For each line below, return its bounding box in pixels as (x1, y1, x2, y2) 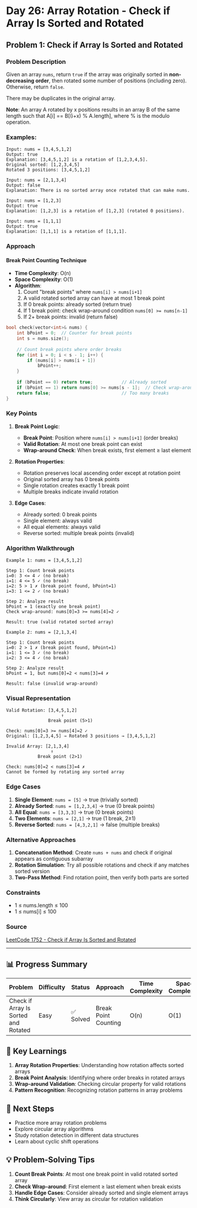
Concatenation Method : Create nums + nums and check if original (14, 849, 172, 856)
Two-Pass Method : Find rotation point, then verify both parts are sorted (14, 874, 189, 881)
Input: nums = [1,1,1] (6, 218, 62, 224)
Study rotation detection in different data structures (14, 1132, 139, 1139)
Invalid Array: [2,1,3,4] (6, 743, 69, 749)
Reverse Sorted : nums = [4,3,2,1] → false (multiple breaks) (14, 821, 160, 828)
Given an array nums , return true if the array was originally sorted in (6, 70, 168, 77)
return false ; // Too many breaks (16, 390, 169, 396)
